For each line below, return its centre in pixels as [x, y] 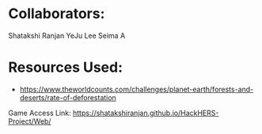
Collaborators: [57, 14]
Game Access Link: [40, 113]
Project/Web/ [30, 121]
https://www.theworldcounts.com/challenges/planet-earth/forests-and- [137, 89]
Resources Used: [66, 67]
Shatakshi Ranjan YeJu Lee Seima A [67, 35]
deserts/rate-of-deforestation [68, 97]
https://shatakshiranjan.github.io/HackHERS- [146, 113]
